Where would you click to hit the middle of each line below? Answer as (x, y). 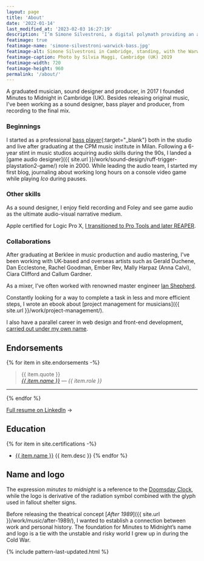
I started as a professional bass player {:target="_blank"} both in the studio (99, 140)
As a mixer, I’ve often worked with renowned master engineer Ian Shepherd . (101, 286)
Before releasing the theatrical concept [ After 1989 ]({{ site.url (83, 514)
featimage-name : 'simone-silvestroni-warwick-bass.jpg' (78, 46)
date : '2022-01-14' (31, 23)
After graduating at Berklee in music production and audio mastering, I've (98, 255)
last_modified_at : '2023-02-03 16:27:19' (59, 29)
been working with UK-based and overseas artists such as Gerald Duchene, (101, 261)
